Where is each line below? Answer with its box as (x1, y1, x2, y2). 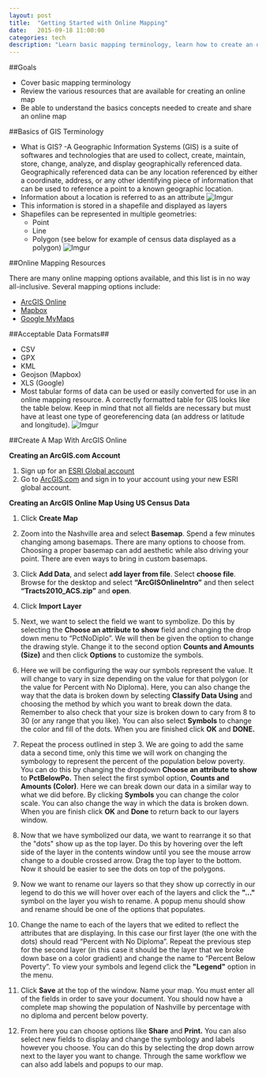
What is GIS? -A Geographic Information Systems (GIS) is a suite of (20, 142, 239, 152)
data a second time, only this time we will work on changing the (20, 748, 227, 758)
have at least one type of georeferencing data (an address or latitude (20, 412, 245, 421)
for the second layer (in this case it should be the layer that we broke (20, 945, 244, 955)
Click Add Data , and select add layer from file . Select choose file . (20, 570, 236, 579)
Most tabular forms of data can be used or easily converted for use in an (20, 386, 257, 396)
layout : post (9, 11, 52, 20)
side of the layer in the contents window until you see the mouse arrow (20, 847, 251, 857)
